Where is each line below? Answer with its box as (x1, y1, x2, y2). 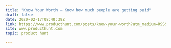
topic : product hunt (5, 31, 49, 36)
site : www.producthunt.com (5, 26, 63, 31)
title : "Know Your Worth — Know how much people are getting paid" (5, 7, 152, 13)
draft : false (5, 12, 33, 17)
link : (5, 21, 17, 27)
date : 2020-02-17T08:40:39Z (5, 17, 65, 22)
